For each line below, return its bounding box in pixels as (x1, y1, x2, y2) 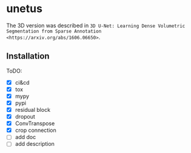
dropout (15, 113, 35, 120)
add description (15, 140, 55, 148)
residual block (15, 106, 50, 113)
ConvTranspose (15, 120, 55, 127)
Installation (6, 51, 50, 62)
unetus (6, 2, 42, 16)
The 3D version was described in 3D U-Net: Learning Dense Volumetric (6, 22, 186, 29)
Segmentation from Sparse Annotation (6, 28, 102, 34)
